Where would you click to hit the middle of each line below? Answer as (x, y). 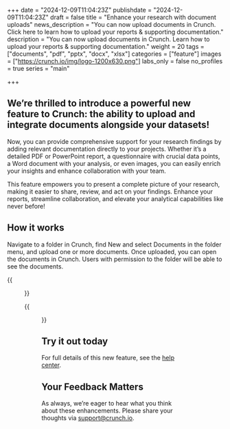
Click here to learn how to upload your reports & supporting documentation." (115, 32)
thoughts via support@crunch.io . (88, 418)
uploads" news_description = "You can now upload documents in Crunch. (112, 24)
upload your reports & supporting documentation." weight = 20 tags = (106, 46)
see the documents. (35, 266)
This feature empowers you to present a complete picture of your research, (114, 184)
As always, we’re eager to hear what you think (107, 404)
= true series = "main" (38, 69)
